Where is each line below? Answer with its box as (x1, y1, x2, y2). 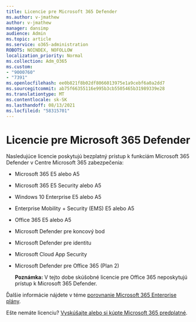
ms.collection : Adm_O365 (6, 58, 67, 64)
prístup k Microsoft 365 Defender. (14, 280, 97, 287)
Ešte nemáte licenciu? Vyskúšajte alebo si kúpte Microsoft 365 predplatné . (6, 309, 188, 317)
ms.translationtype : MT (6, 91, 65, 97)
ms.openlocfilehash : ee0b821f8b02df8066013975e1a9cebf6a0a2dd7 (6, 80, 165, 86)
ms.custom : (6, 63, 33, 70)
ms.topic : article (6, 36, 51, 42)
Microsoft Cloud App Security (14, 251, 87, 258)
